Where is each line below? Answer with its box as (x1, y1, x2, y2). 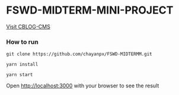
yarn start (6, 72, 33, 78)
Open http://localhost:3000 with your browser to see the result (6, 82, 159, 89)
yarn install (6, 61, 39, 68)
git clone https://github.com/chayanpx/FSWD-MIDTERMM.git (6, 51, 152, 57)
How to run (6, 38, 39, 46)
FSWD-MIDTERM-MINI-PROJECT (6, 4, 174, 17)
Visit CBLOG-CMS (6, 23, 50, 30)
